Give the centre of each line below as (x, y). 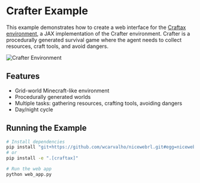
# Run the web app (29, 169)
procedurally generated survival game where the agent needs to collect (94, 40)
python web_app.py (29, 174)
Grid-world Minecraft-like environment (62, 91)
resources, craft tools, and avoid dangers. (57, 46)
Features (23, 76)
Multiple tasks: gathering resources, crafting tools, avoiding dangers (99, 103)
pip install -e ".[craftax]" (42, 158)
